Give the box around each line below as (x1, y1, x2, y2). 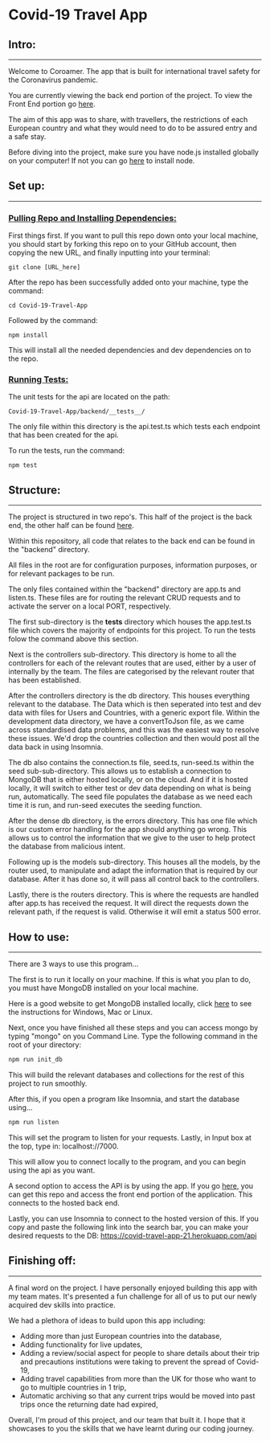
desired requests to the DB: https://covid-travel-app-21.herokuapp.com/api (8, 1230, 257, 1240)
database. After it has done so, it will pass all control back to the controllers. (8, 874, 260, 884)
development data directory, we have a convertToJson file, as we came (8, 717, 245, 727)
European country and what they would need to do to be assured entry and (8, 123, 257, 133)
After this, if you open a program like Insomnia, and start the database (8, 1094, 239, 1103)
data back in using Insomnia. (8, 742, 104, 752)
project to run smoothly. (8, 1079, 88, 1088)
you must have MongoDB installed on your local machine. (8, 983, 199, 993)
